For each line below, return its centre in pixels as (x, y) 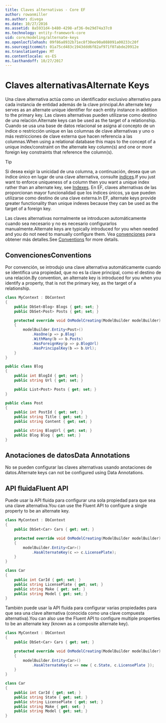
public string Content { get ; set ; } (53, 422)
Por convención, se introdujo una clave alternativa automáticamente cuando (83, 267)
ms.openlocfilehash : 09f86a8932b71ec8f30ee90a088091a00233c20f (72, 42)
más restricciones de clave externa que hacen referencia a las (69, 136)
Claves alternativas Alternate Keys (77, 86)
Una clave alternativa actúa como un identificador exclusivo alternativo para (83, 99)
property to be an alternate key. (38, 511)
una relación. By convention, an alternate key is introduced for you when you (83, 278)
